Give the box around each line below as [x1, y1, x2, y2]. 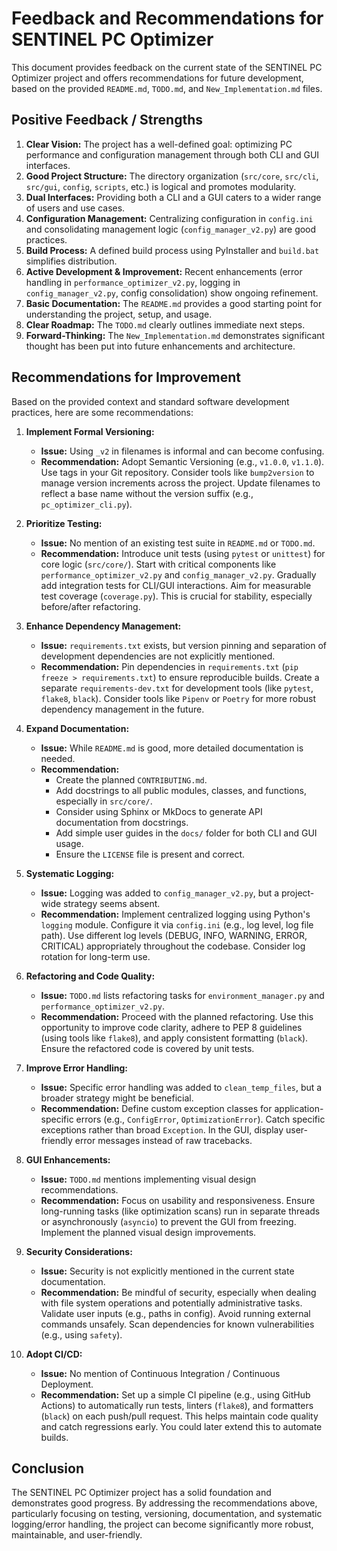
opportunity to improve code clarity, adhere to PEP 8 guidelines [40, 1021, 303, 1033]
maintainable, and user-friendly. [11, 1529, 143, 1541]
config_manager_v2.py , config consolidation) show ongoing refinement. [25, 287, 319, 299]
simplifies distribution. [25, 255, 118, 267]
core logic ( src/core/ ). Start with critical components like [40, 558, 277, 570]
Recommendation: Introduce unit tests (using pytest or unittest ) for [40, 547, 326, 559]
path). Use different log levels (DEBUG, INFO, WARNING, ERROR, [40, 929, 308, 941]
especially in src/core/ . [55, 795, 153, 807]
